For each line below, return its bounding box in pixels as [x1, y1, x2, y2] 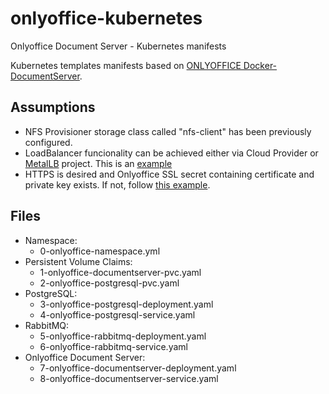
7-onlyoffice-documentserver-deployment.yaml [39, 362, 237, 374]
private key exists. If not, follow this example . [24, 178, 211, 191]
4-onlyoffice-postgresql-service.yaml [39, 308, 196, 321]
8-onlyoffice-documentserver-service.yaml [39, 372, 219, 384]
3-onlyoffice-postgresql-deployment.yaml [39, 298, 214, 310]
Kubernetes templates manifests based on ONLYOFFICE [10, 59, 242, 71]
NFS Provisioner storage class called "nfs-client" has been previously [24, 125, 312, 137]
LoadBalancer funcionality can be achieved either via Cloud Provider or [24, 147, 319, 159]
